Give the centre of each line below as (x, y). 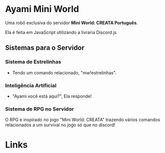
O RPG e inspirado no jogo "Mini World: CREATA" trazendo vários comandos (83, 120)
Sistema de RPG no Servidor (40, 109)
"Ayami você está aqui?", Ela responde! (52, 96)
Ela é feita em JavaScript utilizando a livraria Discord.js (61, 32)
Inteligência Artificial (31, 85)
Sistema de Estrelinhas (33, 62)
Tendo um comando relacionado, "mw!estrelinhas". (64, 73)
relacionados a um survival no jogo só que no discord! (60, 125)
